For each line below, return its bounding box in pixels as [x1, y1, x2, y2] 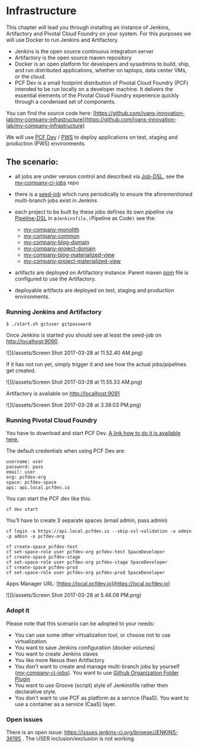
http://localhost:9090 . [6, 338, 59, 345]
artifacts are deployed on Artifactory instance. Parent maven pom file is [14, 269, 189, 276]
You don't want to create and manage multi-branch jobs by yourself [14, 663, 180, 670]
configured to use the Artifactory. [14, 275, 96, 282]
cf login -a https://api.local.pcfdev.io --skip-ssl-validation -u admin [6, 528, 192, 534]
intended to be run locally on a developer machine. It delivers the [14, 85, 173, 92]
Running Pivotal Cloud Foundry [6, 416, 98, 424]
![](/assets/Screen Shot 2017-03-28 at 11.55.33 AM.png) [6, 379, 143, 386]
